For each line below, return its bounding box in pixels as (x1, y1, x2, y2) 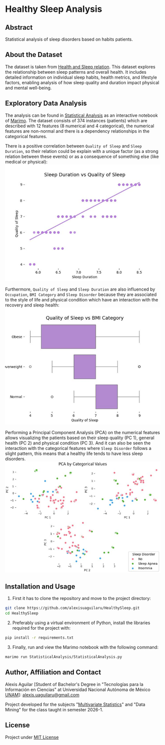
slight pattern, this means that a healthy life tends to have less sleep (5, 450, 143, 456)
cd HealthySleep (5, 611, 38, 616)
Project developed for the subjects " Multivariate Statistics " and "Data (5, 701, 145, 707)
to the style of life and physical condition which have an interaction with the (5, 297, 159, 302)
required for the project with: (12, 625, 71, 631)
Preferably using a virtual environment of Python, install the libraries (12, 620, 150, 626)
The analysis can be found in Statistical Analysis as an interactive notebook (5, 112, 158, 118)
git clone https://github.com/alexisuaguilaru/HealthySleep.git (5, 605, 140, 611)
